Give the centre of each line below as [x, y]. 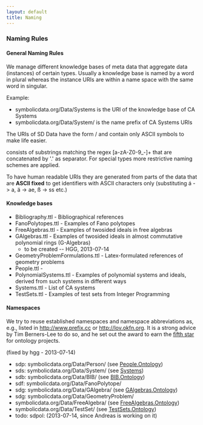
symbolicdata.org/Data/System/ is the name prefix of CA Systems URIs [104, 122]
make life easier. [27, 140]
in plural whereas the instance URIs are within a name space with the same [100, 79]
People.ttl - [29, 268]
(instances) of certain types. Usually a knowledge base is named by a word [100, 73]
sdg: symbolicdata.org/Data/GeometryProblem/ [75, 397]
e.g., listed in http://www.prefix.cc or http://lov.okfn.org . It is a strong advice [101, 328]
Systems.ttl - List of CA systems [55, 288]
